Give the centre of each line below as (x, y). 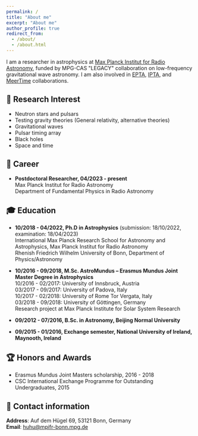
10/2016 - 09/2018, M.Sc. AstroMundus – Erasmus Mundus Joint (96, 271)
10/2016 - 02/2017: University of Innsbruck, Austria (77, 284)
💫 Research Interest (43, 100)
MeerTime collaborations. (37, 80)
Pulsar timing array (38, 133)
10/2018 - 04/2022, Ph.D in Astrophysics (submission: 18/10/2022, (98, 228)
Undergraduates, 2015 (42, 388)
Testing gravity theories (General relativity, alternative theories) (92, 120)
